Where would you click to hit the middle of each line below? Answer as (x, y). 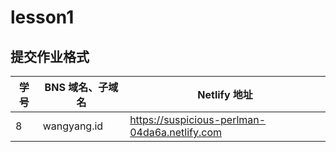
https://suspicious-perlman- (198, 119)
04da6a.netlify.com (176, 132)
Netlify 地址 (225, 94)
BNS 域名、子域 (81, 87)
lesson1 (42, 17)
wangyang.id (73, 126)
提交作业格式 (50, 56)
